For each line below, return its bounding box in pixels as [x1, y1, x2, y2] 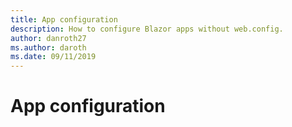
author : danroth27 [10, 33, 87, 43]
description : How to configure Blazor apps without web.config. [10, 24, 284, 34]
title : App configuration [10, 14, 118, 25]
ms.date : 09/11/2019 [10, 52, 97, 62]
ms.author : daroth [10, 42, 87, 53]
